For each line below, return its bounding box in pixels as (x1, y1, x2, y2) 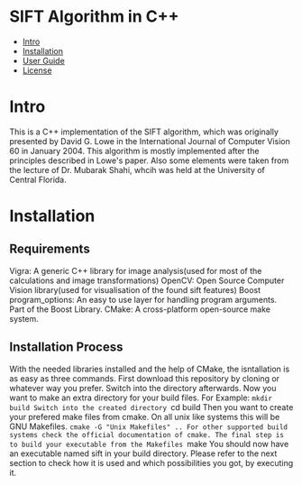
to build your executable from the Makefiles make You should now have (9, 438, 289, 449)
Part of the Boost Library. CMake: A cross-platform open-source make (9, 304, 270, 315)
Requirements (9, 242, 90, 257)
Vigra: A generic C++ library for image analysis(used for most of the (9, 265, 262, 276)
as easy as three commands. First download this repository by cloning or (9, 372, 280, 384)
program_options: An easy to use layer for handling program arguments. (9, 294, 278, 305)
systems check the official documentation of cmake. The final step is (9, 430, 284, 439)
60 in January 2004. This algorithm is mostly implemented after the (9, 145, 260, 156)
